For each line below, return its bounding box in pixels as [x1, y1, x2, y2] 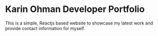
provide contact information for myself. [5, 25, 86, 31]
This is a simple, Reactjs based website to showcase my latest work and [5, 20, 154, 26]
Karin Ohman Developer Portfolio [5, 3, 145, 15]
